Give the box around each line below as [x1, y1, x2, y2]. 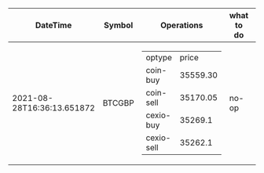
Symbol [103, 20, 134, 31]
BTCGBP [102, 98, 135, 108]
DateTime [35, 20, 72, 31]
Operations [159, 20, 203, 31]
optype [145, 52, 173, 63]
